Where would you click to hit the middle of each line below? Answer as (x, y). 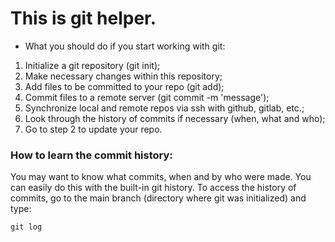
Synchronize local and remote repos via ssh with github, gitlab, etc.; (164, 108)
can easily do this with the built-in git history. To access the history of (153, 188)
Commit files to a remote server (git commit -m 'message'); (147, 97)
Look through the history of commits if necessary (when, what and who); (175, 118)
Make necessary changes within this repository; (123, 76)
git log (26, 227)
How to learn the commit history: (91, 155)
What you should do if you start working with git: (125, 46)
